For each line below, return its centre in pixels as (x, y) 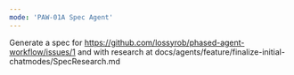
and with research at (115, 52)
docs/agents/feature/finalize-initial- (220, 52)
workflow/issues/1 (42, 52)
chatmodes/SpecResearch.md (65, 61)
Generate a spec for (46, 42)
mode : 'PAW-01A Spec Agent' (61, 17)
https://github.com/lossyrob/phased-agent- (164, 42)
